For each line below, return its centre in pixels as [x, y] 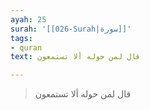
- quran [26, 47]
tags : [21, 38]
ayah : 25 [28, 19]
